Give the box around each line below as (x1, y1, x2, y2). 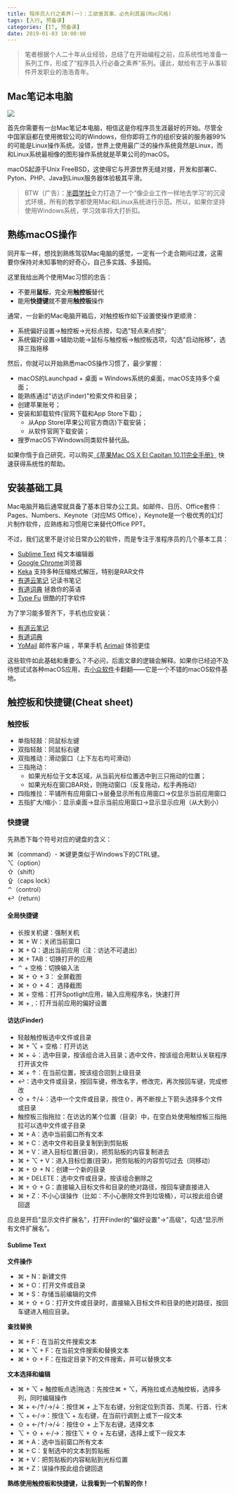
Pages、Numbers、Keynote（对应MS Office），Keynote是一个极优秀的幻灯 (7, 511, 223, 519)
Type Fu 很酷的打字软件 (17, 593, 86, 602)
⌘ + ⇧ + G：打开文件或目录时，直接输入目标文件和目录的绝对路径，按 (17, 1299, 223, 1307)
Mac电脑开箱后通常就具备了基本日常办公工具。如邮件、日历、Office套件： (7, 502, 223, 511)
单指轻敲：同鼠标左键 (17, 737, 79, 745)
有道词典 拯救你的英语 (17, 585, 81, 593)
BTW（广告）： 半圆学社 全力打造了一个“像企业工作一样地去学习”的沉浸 (24, 189, 226, 197)
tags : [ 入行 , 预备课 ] (7, 17, 65, 24)
